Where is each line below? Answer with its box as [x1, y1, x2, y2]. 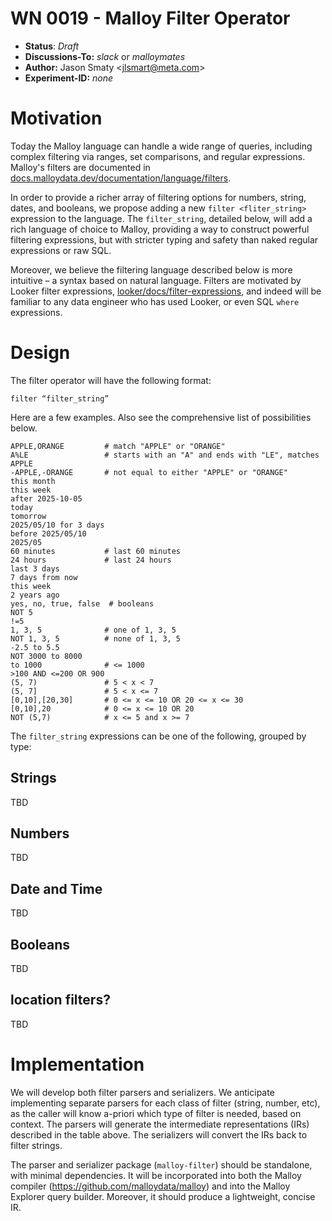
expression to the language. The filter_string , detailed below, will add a [10, 212, 313, 224]
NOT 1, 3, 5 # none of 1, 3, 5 [10, 633, 182, 644]
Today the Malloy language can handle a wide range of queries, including [10, 140, 313, 152]
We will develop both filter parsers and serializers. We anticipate [10, 1086, 275, 1098]
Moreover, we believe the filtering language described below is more [10, 263, 293, 276]
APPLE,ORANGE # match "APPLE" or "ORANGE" [10, 441, 226, 451]
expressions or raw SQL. [10, 244, 112, 256]
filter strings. [10, 1139, 63, 1151]
